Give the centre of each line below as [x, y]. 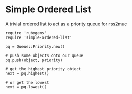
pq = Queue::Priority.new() [35, 46]
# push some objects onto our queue [44, 55]
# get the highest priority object [43, 69]
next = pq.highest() [27, 73]
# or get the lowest [27, 82]
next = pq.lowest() [26, 87]
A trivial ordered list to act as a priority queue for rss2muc [66, 24]
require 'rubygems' [26, 33]
